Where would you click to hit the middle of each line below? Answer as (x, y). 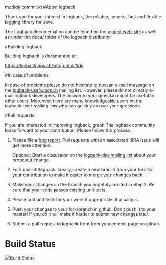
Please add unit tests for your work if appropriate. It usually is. (76, 199)
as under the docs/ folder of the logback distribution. (59, 37)
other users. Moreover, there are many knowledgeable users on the (74, 101)
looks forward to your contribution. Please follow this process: (69, 130)
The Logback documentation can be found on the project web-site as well (81, 31)
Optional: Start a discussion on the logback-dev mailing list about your (84, 155)
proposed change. (31, 160)
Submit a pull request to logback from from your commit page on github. (86, 224)
